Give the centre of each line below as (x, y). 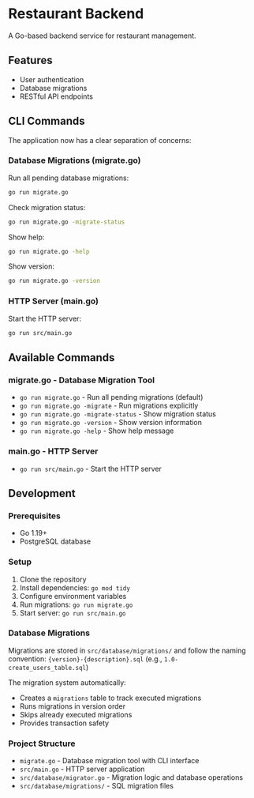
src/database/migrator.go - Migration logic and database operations (131, 777)
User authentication (52, 79)
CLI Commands (47, 121)
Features (30, 60)
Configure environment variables (73, 596)
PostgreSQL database (55, 541)
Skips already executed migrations (76, 714)
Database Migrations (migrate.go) (75, 160)
